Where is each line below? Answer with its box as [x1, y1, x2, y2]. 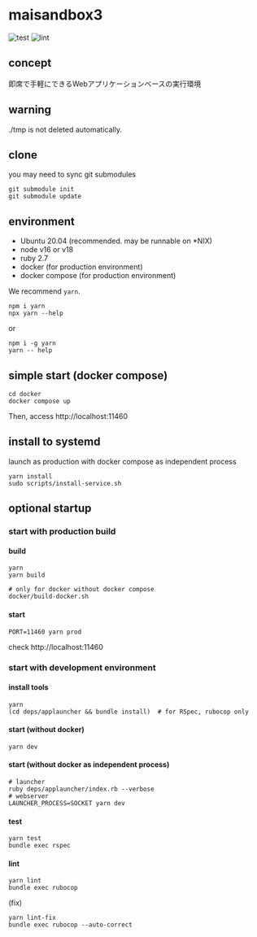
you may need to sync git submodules [8, 169, 137, 180]
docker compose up [8, 397, 71, 405]
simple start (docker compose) [8, 368, 168, 382]
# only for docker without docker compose [8, 586, 155, 594]
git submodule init [8, 185, 75, 194]
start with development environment [8, 662, 156, 673]
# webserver [8, 792, 49, 800]
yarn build [8, 571, 46, 579]
